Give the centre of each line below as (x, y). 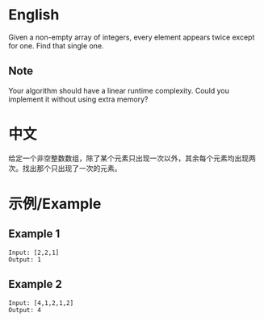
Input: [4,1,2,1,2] (41, 303)
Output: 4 (25, 310)
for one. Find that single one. (56, 45)
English (34, 15)
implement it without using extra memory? (78, 99)
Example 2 (35, 284)
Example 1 (34, 234)
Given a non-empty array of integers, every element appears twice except (132, 37)
